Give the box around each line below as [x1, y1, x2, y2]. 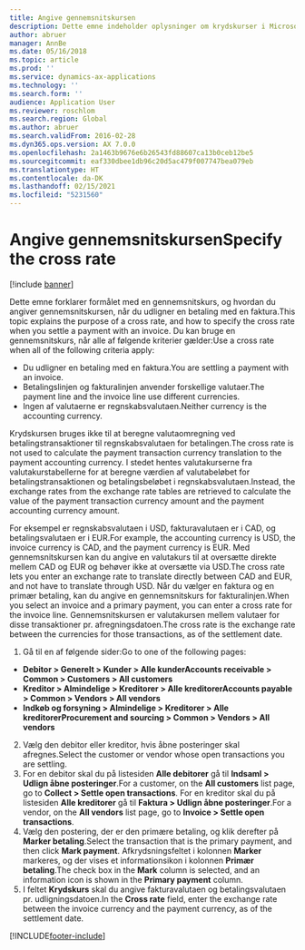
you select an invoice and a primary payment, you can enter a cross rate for [9, 600, 293, 611]
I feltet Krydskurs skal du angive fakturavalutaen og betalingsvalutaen [22, 884, 287, 895]
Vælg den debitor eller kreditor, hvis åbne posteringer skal [22, 739, 241, 749]
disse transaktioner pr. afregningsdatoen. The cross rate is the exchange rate [9, 619, 296, 630]
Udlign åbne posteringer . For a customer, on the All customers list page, [22, 778, 295, 788]
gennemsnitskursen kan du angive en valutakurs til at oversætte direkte [9, 551, 277, 563]
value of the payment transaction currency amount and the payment [9, 495, 265, 506]
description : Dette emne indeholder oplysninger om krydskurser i [9, 22, 266, 31]
